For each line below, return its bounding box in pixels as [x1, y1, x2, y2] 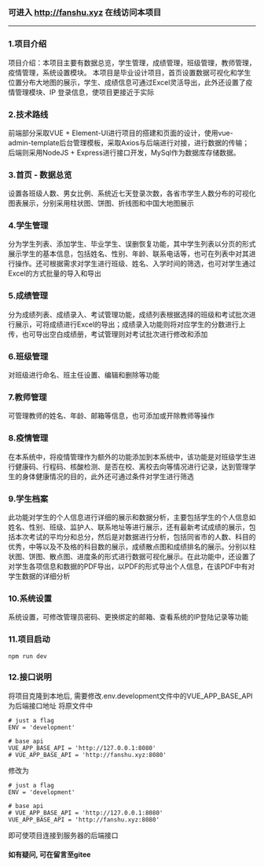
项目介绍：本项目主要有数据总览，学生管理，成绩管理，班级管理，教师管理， [8, 57, 256, 68]
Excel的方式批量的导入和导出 [8, 269, 102, 278]
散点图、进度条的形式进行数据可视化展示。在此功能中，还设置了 [49, 551, 256, 561]
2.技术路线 [8, 108, 49, 119]
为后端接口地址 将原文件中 [8, 701, 93, 710]
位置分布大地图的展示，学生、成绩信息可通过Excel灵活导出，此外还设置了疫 [8, 77, 253, 87]
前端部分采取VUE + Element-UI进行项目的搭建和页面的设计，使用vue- [8, 128, 233, 137]
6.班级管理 [8, 351, 49, 362]
